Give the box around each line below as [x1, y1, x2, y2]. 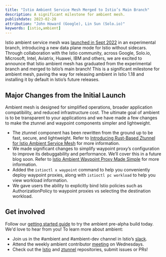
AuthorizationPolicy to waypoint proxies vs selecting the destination [12, 188, 151, 194]
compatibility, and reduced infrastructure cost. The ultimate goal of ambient [5, 109, 160, 115]
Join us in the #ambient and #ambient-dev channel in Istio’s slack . [12, 236, 148, 242]
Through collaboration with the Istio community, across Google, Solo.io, [5, 50, 151, 56]
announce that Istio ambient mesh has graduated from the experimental [5, 61, 152, 67]
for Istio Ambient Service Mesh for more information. [12, 140, 120, 146]
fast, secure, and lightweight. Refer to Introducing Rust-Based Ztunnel [12, 135, 156, 141]
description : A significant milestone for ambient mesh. [5, 12, 125, 17]
